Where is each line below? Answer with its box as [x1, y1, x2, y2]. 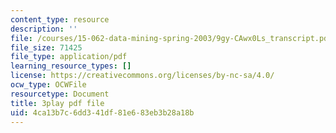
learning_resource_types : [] [10, 61, 132, 71]
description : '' [10, 24, 78, 34]
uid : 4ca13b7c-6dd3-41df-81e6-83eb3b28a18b [10, 107, 195, 118]
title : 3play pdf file [10, 98, 105, 108]
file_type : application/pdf [10, 52, 128, 62]
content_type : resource [10, 14, 110, 25]
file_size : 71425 [10, 42, 83, 53]
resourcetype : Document [10, 89, 110, 99]
